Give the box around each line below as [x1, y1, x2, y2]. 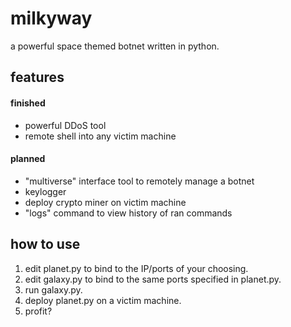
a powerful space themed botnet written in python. [10, 40, 220, 52]
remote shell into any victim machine [24, 130, 177, 142]
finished [10, 97, 46, 109]
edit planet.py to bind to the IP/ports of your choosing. [24, 262, 249, 274]
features [10, 69, 65, 86]
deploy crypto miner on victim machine [24, 196, 187, 208]
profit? [24, 305, 53, 317]
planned [10, 153, 46, 165]
